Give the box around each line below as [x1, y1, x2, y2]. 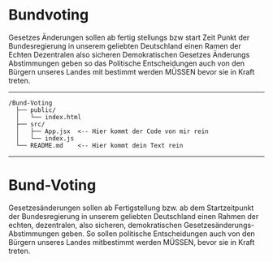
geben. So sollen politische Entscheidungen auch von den [60, 229, 256, 238]
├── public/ [15, 105, 57, 114]
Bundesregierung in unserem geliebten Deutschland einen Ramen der [8, 41, 242, 50]
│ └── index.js [15, 134, 75, 143]
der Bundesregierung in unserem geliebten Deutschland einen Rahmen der [8, 211, 259, 221]
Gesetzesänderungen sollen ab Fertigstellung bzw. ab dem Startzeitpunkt [8, 203, 254, 213]
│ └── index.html [15, 113, 82, 121]
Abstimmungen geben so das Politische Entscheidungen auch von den [8, 58, 245, 68]
